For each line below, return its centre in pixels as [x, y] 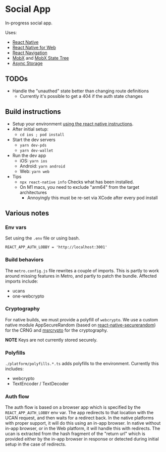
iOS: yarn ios [33, 160]
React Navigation [30, 53]
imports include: [22, 281]
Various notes [27, 213]
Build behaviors [24, 260]
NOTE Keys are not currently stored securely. [51, 340]
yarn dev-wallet [36, 151]
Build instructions [33, 112]
